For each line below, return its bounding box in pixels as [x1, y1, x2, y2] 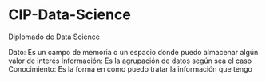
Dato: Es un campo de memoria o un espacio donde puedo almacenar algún [8, 47, 259, 57]
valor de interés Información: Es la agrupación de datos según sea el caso [8, 56, 252, 65]
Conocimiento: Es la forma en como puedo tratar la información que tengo [8, 64, 253, 73]
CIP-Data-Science [8, 6, 132, 24]
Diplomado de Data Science [8, 32, 100, 41]
